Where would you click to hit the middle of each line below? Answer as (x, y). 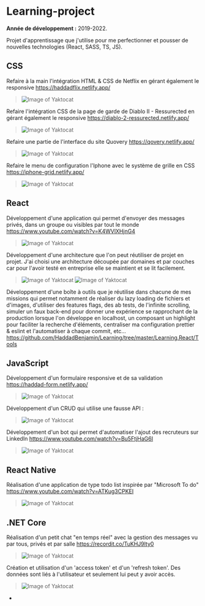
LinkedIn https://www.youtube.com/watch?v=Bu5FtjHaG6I (80, 439)
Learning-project (50, 11)
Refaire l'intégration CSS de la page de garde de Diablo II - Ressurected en (100, 111)
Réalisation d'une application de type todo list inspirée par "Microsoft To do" (102, 485)
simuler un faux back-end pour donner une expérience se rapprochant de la (102, 311)
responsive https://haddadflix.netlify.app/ (58, 87)
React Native (31, 470)
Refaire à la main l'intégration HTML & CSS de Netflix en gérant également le (103, 81)
